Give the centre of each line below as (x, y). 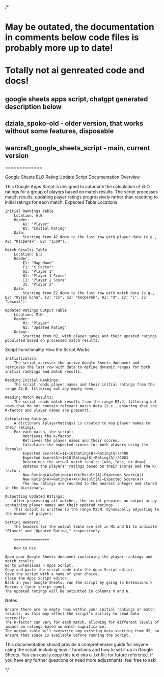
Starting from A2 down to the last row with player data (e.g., (90, 237)
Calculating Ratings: (27, 419)
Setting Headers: (23, 522)
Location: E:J (28, 254)
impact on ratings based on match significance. (56, 627)
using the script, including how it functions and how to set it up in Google (79, 649)
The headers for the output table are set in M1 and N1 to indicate (85, 526)
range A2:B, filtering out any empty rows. (50, 388)
